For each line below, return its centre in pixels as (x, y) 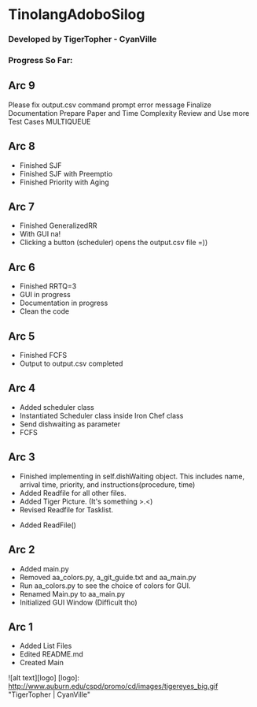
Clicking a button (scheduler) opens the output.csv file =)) (114, 243)
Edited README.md (51, 654)
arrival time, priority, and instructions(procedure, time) (107, 484)
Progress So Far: (40, 61)
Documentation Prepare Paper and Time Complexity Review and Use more (129, 113)
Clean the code (44, 311)
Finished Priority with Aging (64, 182)
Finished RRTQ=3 (48, 286)
